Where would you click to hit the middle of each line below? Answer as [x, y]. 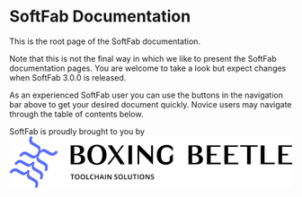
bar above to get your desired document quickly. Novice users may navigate [151, 104]
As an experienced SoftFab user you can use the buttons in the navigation [147, 95]
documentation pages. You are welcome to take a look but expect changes [148, 68]
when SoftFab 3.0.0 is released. [68, 77]
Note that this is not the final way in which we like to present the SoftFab [143, 58]
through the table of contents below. [76, 114]
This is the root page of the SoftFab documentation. [105, 41]
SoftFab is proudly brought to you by [77, 131]
